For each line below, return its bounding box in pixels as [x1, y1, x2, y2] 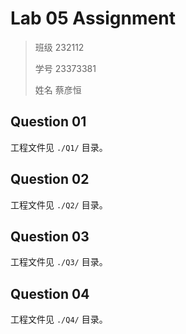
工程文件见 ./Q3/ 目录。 [10, 256, 108, 268]
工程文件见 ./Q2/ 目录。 [10, 198, 108, 211]
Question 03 [10, 228, 90, 245]
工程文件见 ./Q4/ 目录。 [10, 313, 108, 326]
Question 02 [10, 171, 90, 188]
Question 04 [10, 285, 90, 302]
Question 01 [10, 113, 87, 131]
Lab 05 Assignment [10, 7, 176, 30]
